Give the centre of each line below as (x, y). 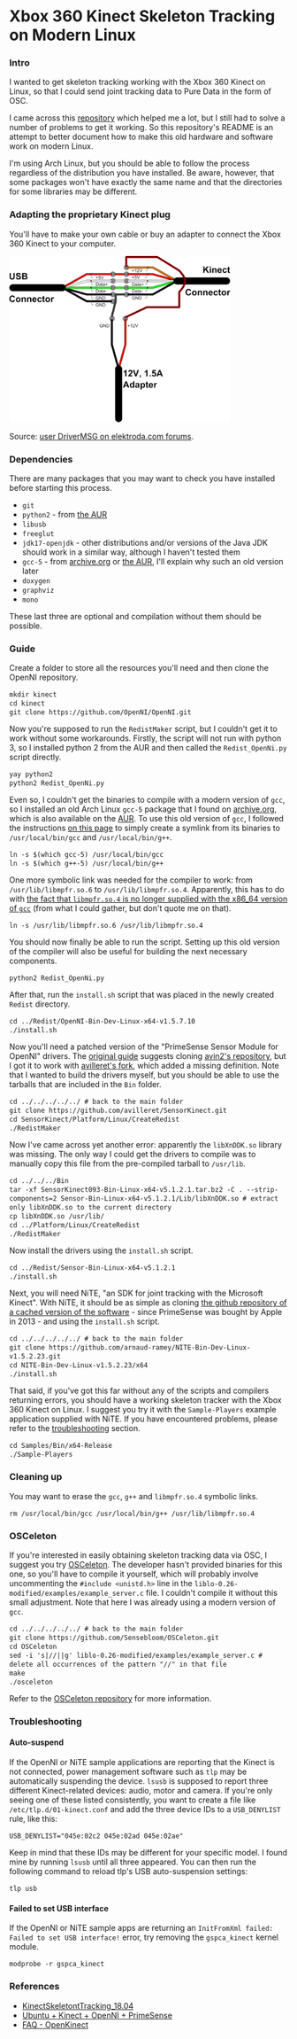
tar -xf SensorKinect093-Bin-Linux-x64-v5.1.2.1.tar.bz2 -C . (126, 1190)
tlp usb (23, 1889)
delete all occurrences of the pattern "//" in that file (118, 1664)
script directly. (35, 757)
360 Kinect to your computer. (63, 243)
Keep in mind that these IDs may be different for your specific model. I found (148, 1853)
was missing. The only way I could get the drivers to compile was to (133, 1155)
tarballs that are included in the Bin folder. (85, 1085)
